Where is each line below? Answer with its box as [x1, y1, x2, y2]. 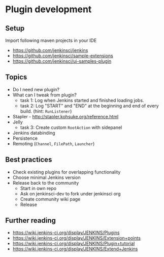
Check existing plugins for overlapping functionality [12, 169, 121, 175]
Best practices [5, 156, 52, 164]
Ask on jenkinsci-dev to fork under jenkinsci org [20, 190, 121, 197]
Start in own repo [20, 185, 57, 191]
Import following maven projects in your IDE [5, 37, 97, 43]
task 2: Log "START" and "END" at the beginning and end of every [20, 102, 159, 109]
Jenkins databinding [12, 130, 55, 136]
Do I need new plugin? [12, 86, 60, 92]
